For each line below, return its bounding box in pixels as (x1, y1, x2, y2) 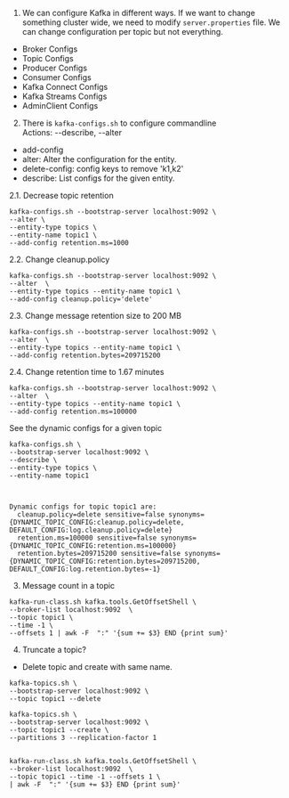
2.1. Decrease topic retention (9, 191, 114, 200)
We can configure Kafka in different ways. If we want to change (21, 8, 256, 18)
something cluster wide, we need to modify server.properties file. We (21, 17, 281, 28)
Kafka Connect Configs (21, 82, 108, 92)
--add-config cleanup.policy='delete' (9, 295, 153, 304)
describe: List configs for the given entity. (21, 173, 175, 183)
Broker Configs (21, 44, 78, 54)
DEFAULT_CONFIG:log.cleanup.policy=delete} (9, 525, 173, 534)
